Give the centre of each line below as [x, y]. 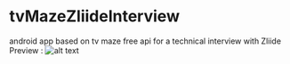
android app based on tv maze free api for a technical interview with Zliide [145, 41]
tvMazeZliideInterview [95, 16]
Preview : [26, 50]
